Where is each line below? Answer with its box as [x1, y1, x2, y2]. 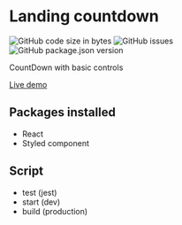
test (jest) [21, 187, 57, 198]
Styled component [21, 137, 90, 148]
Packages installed [9, 105, 117, 120]
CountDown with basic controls [9, 62, 124, 73]
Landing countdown [9, 6, 159, 27]
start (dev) [21, 197, 61, 207]
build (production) [21, 206, 88, 216]
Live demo [9, 79, 48, 89]
